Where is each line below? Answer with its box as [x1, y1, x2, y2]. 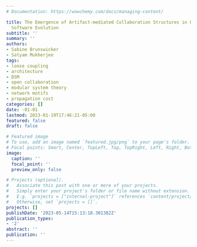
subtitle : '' [6, 30, 38, 36]
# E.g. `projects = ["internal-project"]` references [6, 193, 145, 199]
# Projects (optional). [6, 177, 64, 183]
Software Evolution [11, 25, 59, 31]
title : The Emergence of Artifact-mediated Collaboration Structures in [6, 19, 188, 25]
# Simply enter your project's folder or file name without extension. [6, 188, 191, 194]
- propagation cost [6, 96, 54, 102]
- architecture [6, 68, 43, 74]
